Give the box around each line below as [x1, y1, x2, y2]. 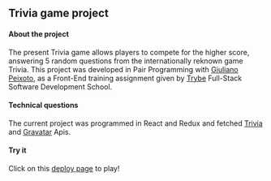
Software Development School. [8, 81, 113, 92]
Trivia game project [8, 6, 110, 20]
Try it [8, 145, 27, 155]
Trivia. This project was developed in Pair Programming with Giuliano [8, 64, 239, 74]
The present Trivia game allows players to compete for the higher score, [8, 47, 250, 57]
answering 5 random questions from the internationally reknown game [8, 56, 243, 66]
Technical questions [8, 101, 79, 110]
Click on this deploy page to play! [8, 164, 120, 173]
